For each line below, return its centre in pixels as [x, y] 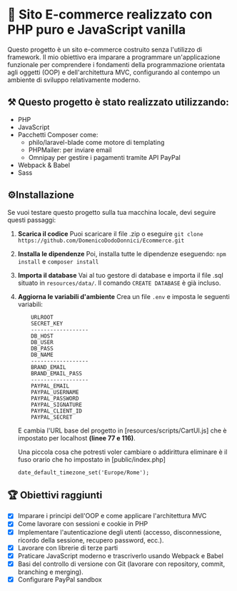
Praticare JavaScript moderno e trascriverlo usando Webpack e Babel [120, 555]
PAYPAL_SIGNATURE [56, 405]
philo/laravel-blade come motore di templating [96, 142]
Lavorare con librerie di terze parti [68, 547]
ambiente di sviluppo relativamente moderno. [74, 80]
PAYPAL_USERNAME [55, 392]
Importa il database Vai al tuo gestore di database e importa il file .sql [120, 275]
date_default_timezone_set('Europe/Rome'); [84, 473]
